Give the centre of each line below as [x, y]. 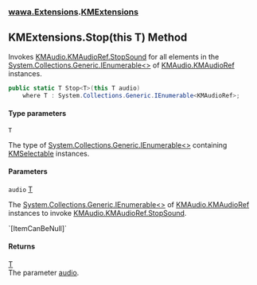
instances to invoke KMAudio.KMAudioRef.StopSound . [97, 213]
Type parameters [37, 114]
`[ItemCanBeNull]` [38, 228]
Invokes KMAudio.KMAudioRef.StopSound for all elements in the [114, 56]
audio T [21, 189]
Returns [22, 246]
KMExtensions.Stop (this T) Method [98, 38]
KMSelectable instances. [49, 153]
